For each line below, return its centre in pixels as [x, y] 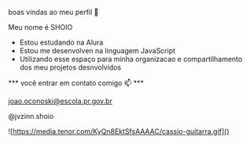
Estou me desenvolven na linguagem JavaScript [97, 50]
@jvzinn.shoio [31, 116]
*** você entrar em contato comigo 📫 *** [76, 83]
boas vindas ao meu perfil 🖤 [53, 12]
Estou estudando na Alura [61, 42]
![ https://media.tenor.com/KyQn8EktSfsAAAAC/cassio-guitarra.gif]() [119, 131]
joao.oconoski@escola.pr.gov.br [60, 101]
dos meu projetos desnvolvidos [70, 67]
